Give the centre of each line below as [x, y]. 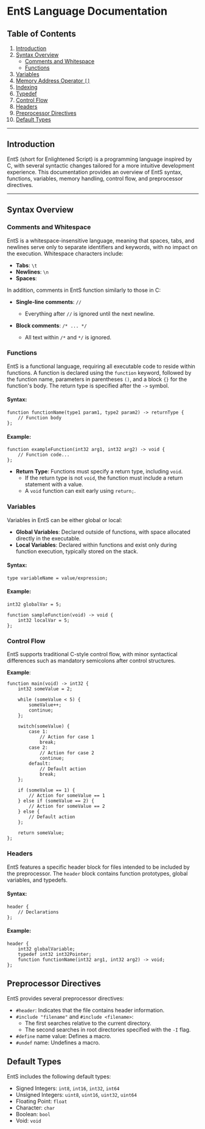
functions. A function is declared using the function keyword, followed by [99, 372]
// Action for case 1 [67, 737]
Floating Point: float [41, 1101]
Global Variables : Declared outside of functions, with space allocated [103, 532]
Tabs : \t [26, 265]
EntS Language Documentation [87, 11]
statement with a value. [54, 484]
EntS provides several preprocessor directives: [65, 998]
